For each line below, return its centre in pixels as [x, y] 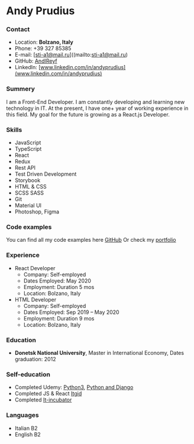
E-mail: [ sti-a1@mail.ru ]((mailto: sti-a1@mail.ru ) [71, 55]
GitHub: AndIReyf [36, 61]
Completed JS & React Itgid [48, 394]
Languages [23, 415]
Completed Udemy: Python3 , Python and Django [74, 387]
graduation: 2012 [35, 359]
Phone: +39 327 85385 [43, 48]
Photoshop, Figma [37, 212]
